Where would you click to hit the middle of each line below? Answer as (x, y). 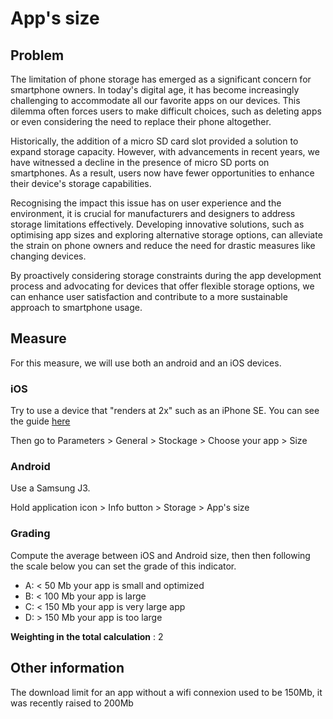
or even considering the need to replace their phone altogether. (141, 121)
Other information (67, 668)
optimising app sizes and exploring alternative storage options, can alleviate (166, 235)
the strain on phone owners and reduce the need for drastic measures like (163, 245)
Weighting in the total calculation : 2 (87, 636)
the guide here (40, 421)
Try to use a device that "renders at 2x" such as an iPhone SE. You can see (165, 411)
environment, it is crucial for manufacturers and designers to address (153, 213)
